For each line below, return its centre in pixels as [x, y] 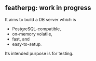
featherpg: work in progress [48, 8]
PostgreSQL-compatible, [36, 29]
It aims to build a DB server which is [41, 19]
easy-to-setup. [27, 44]
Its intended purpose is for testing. [39, 53]
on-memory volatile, [32, 34]
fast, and [21, 39]
